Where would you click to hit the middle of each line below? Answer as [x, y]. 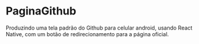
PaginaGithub [41, 11]
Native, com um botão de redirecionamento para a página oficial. [87, 34]
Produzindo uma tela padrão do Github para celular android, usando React [99, 28]
